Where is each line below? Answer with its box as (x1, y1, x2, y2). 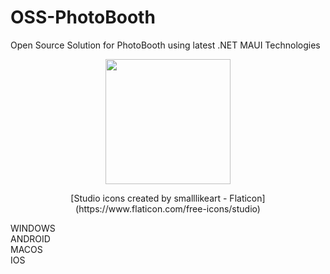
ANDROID (10, 232, 51, 245)
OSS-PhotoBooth (10, 6, 156, 29)
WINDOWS (10, 222, 56, 234)
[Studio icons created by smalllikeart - (70, 192, 228, 204)
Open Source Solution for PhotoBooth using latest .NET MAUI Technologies (10, 39, 321, 51)
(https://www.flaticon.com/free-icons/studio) (75, 202, 261, 215)
